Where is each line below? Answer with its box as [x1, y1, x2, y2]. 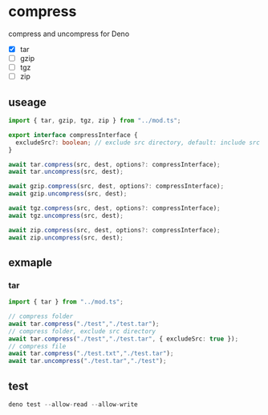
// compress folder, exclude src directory [8, 327, 156, 335]
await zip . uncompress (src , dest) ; [8, 233, 124, 242]
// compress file [8, 342, 67, 350]
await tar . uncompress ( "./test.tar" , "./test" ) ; [8, 357, 167, 365]
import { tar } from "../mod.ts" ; [8, 298, 124, 306]
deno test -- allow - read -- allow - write [8, 401, 138, 409]
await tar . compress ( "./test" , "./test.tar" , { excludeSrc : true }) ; [8, 335, 239, 343]
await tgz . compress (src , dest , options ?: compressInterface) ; [8, 204, 221, 212]
